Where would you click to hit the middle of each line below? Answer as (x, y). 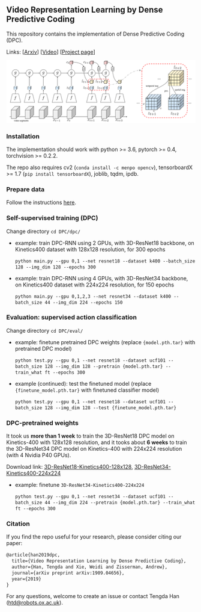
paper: (14, 543)
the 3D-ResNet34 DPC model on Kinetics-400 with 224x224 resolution (94, 449)
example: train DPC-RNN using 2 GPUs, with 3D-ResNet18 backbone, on (105, 243)
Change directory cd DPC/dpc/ (43, 231)
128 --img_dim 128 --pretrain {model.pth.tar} (104, 366)
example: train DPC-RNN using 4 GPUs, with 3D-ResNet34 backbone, (101, 278)
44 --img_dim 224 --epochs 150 (84, 302)
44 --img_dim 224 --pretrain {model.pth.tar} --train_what (120, 503)
